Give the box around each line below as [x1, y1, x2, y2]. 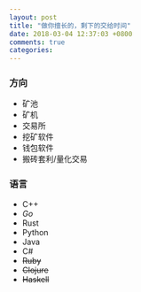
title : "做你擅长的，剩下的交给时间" [9, 21, 131, 30]
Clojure [21, 265, 49, 275]
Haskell [21, 273, 50, 284]
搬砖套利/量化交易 [21, 154, 88, 165]
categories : [9, 46, 53, 55]
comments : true [9, 37, 66, 47]
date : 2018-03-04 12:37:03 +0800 [9, 29, 133, 38]
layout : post [9, 12, 58, 22]
